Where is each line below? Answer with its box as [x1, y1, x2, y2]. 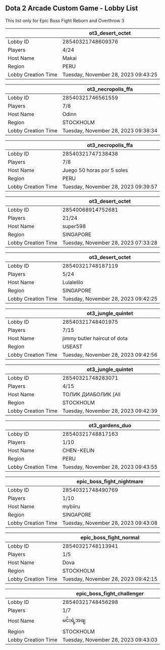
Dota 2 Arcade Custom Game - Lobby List [5, 4, 138, 13]
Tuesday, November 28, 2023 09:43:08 [62, 519, 158, 526]
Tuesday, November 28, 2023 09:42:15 [62, 575, 158, 582]
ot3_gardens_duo [88, 422, 132, 429]
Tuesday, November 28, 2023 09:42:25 [62, 295, 158, 302]
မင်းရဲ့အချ [62, 617, 86, 624]
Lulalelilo [62, 279, 83, 286]
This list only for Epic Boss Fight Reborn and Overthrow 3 [5, 17, 125, 23]
